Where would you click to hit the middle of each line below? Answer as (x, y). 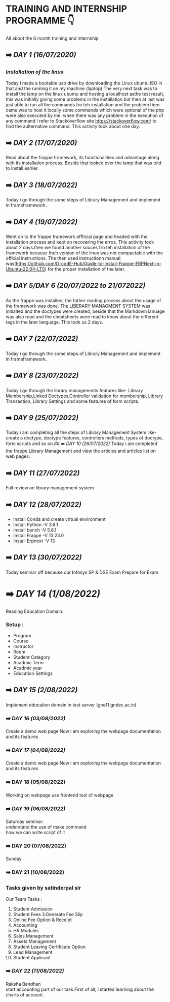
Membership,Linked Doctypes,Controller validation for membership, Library (84, 396)
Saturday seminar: (25, 821)
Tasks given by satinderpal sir (44, 888)
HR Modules (26, 930)
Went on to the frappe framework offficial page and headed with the (77, 237)
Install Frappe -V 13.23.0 (38, 535)
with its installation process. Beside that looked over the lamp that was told (83, 163)
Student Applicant (32, 957)
